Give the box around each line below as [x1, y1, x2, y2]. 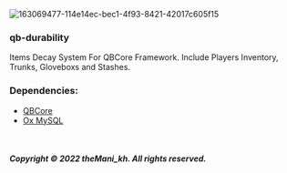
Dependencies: [9, 85, 79, 97]
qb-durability [9, 31, 70, 44]
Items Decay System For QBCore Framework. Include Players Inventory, [9, 52, 280, 63]
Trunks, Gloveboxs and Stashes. [9, 62, 130, 73]
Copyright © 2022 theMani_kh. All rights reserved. [9, 153, 207, 164]
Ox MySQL [22, 115, 64, 126]
